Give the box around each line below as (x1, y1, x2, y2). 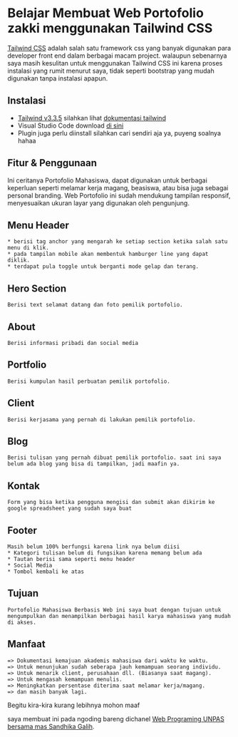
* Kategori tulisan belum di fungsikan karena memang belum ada (7, 550, 202, 557)
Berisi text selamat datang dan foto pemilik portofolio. (7, 301, 183, 309)
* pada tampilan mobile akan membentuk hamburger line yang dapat (7, 251, 209, 258)
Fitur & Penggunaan (7, 157, 98, 169)
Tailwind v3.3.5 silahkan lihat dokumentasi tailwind (17, 113, 166, 122)
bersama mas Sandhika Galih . (7, 722, 95, 731)
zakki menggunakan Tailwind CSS (7, 20, 213, 36)
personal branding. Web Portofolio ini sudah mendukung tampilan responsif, (7, 191, 231, 200)
